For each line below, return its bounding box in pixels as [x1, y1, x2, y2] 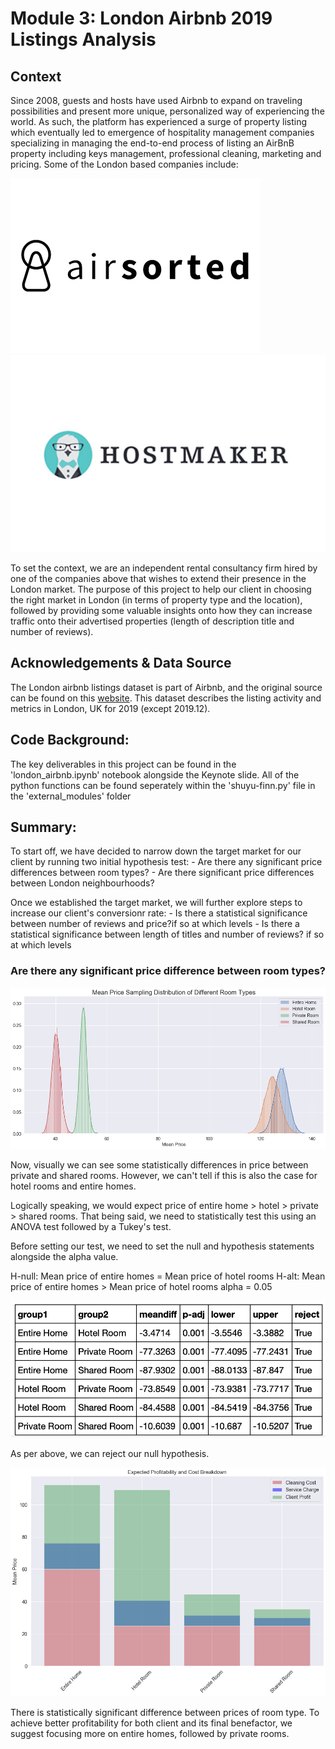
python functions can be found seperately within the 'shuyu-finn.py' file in [10, 779, 316, 791]
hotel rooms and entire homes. [10, 1180, 137, 1192]
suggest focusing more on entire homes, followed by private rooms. [10, 1727, 290, 1739]
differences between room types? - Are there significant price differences [10, 867, 315, 879]
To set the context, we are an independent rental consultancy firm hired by [10, 562, 318, 574]
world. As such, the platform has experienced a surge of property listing [10, 116, 307, 127]
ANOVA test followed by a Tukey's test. [10, 1220, 172, 1232]
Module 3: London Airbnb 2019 [10, 7, 273, 30]
